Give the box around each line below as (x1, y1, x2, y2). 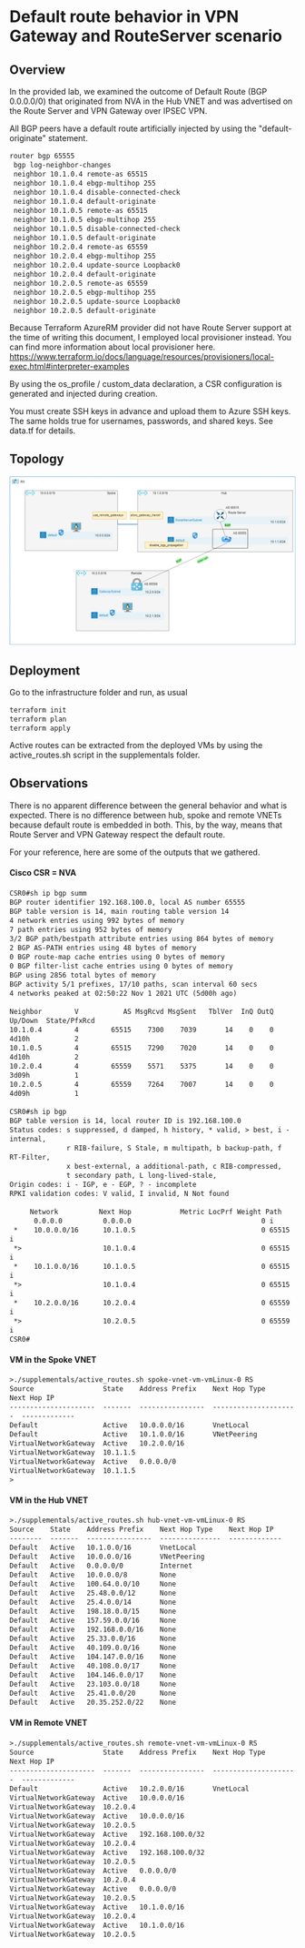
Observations (9, 776, 89, 791)
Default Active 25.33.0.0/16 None (9, 1634, 177, 1644)
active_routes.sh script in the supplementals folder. (9, 749, 201, 760)
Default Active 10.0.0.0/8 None (9, 1570, 177, 1580)
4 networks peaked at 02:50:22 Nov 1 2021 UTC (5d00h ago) (9, 989, 238, 998)
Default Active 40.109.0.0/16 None (9, 1643, 177, 1653)
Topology (9, 451, 64, 467)
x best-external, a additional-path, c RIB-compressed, (66, 1162, 282, 1171)
